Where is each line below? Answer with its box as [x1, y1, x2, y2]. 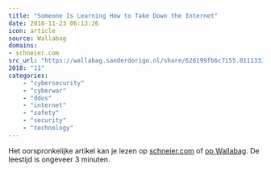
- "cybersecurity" [23, 79, 85, 87]
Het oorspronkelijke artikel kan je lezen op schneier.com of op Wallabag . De [8, 145, 260, 155]
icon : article [8, 27, 56, 35]
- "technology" [23, 124, 74, 132]
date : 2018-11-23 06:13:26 [8, 19, 99, 27]
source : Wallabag [8, 34, 67, 43]
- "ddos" [23, 94, 52, 102]
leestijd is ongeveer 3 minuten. [8, 154, 110, 164]
